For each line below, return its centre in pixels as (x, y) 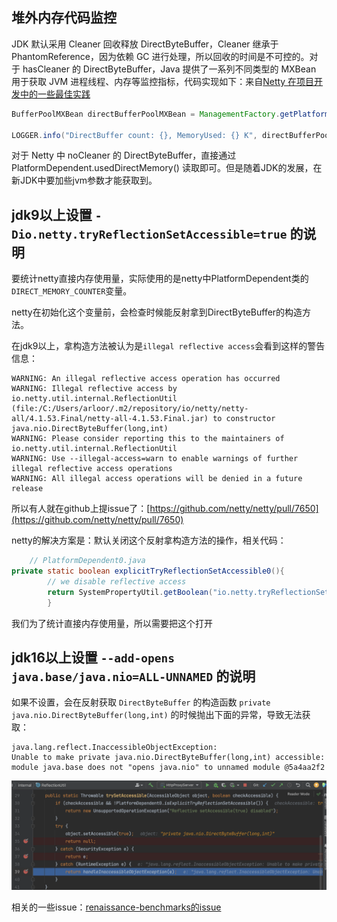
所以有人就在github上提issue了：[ (81, 509)
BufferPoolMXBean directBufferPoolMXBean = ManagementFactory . (146, 114)
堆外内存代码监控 (64, 18)
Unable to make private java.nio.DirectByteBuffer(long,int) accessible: (168, 758)
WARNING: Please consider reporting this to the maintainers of (148, 439)
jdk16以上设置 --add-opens (93, 658)
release (27, 489)
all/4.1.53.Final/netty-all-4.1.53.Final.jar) (110, 419)
